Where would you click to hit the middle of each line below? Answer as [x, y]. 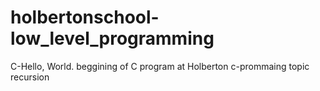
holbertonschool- [85, 17]
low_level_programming [112, 38]
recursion [30, 77]
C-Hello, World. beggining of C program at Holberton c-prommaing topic [160, 66]
